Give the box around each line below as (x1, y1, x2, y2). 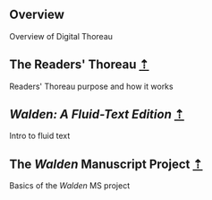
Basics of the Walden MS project (9, 180, 131, 191)
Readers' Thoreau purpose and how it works (9, 81, 174, 91)
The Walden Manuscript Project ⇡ (9, 156, 203, 171)
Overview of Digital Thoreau (9, 30, 114, 41)
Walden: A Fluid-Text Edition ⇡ (9, 107, 185, 122)
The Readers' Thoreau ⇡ (9, 57, 149, 73)
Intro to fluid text (9, 130, 71, 142)
